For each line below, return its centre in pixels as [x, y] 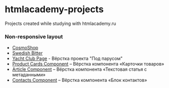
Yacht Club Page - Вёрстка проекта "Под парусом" [67, 58]
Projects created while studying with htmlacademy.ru [61, 23]
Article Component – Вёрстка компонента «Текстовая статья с [79, 69]
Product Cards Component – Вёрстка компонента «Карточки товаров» [88, 64]
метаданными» [29, 75]
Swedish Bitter [27, 53]
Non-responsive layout [34, 37]
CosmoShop [25, 48]
